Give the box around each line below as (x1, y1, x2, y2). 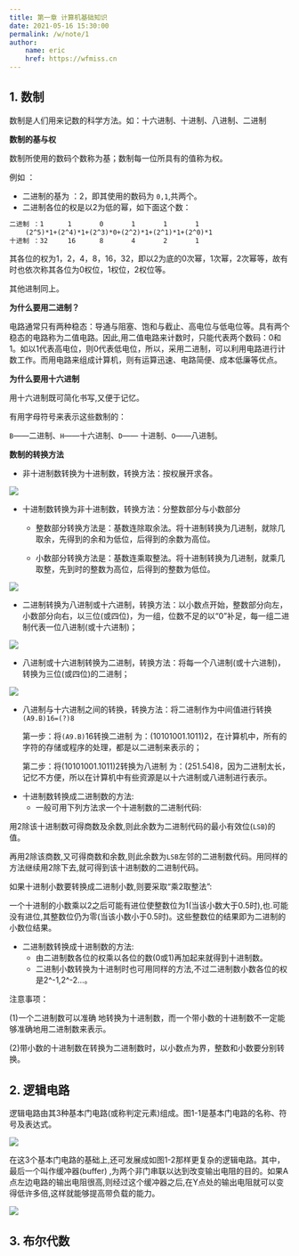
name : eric (25, 46, 66, 55)
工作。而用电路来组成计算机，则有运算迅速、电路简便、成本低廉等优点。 (16, 355, 282, 365)
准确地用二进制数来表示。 (16, 1024, 111, 1034)
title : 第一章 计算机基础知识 (9, 12, 109, 22)
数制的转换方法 (9, 449, 64, 460)
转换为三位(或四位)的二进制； (21, 669, 131, 680)
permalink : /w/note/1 (9, 29, 90, 38)
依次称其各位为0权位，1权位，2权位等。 (24, 265, 171, 275)
